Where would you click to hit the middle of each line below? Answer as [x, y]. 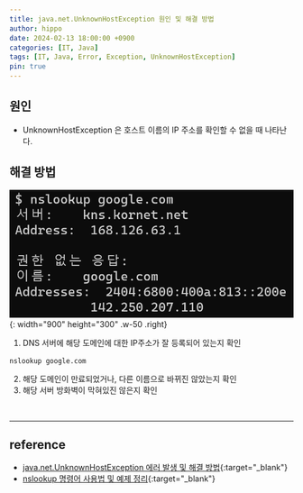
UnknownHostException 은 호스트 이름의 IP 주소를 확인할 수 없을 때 [142, 130]
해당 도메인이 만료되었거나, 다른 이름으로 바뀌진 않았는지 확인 [129, 379]
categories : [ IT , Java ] [54, 48]
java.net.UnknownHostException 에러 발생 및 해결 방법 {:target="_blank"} [155, 468]
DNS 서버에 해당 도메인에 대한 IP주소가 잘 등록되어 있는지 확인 [132, 342]
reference [37, 445]
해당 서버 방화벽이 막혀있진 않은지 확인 [90, 390]
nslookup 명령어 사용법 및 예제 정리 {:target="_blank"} [119, 479]
